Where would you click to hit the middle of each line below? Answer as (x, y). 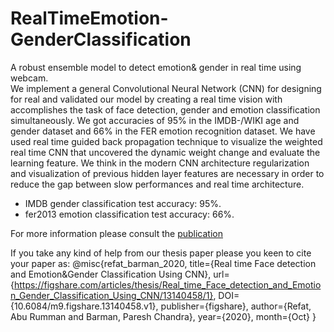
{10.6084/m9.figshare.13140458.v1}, (84, 306)
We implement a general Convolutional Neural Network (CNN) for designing (166, 88)
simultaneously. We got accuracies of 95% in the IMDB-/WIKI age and (155, 120)
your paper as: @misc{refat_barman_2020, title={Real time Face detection (163, 263)
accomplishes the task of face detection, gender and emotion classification (165, 109)
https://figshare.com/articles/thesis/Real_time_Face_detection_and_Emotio (167, 284)
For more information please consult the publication (116, 233)
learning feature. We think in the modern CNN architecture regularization (160, 163)
